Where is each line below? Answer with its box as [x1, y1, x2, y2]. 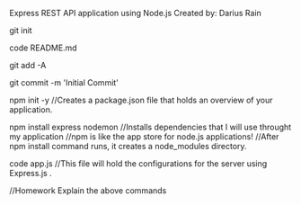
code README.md [9, 42, 78, 53]
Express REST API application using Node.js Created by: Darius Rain [9, 8, 262, 18]
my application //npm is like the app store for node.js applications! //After [9, 131, 279, 142]
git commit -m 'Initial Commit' [9, 77, 120, 88]
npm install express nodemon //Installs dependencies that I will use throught [9, 121, 292, 132]
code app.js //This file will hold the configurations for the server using [9, 158, 268, 169]
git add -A [9, 60, 47, 70]
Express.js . [9, 168, 52, 178]
